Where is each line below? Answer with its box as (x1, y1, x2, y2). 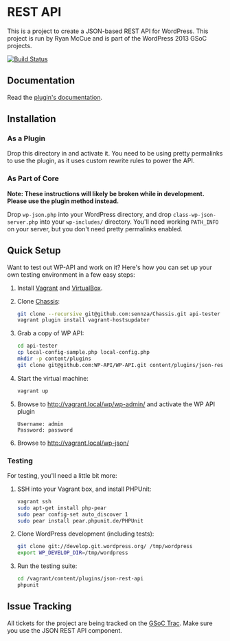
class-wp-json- (172, 211, 216, 218)
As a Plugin (7, 134, 46, 143)
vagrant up (16, 387, 49, 395)
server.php (7, 218, 38, 226)
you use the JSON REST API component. (7, 626, 122, 634)
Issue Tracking (7, 600, 72, 613)
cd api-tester (16, 342, 58, 350)
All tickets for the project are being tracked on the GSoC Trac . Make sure (7, 619, 213, 627)
